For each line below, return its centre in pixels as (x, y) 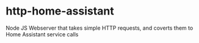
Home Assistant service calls (42, 34)
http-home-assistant (60, 11)
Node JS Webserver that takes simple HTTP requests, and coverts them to (99, 28)
